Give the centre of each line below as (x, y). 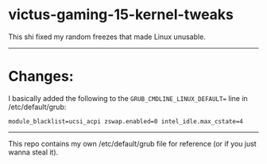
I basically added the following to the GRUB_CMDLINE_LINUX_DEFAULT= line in (128, 98)
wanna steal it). (33, 152)
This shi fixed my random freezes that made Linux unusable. (107, 37)
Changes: (41, 76)
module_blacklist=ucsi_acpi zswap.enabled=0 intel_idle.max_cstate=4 (126, 121)
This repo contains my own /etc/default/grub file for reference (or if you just (132, 143)
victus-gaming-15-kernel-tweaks (121, 15)
